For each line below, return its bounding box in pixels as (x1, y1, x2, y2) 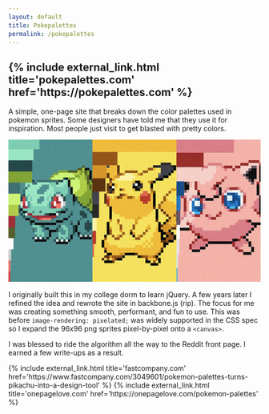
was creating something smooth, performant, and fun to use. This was (8, 307, 240, 316)
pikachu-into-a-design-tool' (8, 380, 100, 390)
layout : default (8, 13, 62, 21)
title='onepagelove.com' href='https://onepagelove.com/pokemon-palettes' (8, 388, 259, 398)
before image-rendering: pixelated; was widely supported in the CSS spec (8, 315, 259, 324)
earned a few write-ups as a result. (8, 348, 124, 357)
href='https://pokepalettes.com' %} (8, 85, 193, 99)
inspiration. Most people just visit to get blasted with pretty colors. (8, 124, 227, 134)
